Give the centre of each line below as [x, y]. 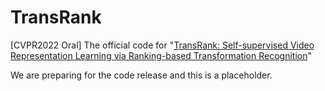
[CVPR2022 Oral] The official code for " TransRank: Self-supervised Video [162, 45]
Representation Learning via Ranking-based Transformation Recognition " [161, 55]
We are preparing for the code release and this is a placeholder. [141, 75]
